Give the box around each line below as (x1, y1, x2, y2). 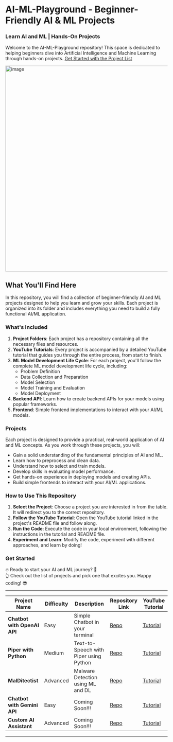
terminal (74, 631, 94, 639)
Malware (74, 667, 95, 675)
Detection (74, 674, 98, 681)
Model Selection (20, 379, 56, 385)
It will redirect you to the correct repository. (12, 509, 105, 516)
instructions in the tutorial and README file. (12, 531, 106, 537)
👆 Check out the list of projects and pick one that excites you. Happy (5, 573, 152, 579)
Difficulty (44, 600, 68, 608)
